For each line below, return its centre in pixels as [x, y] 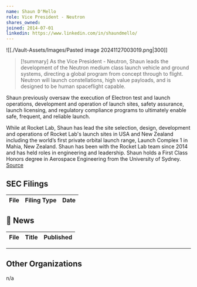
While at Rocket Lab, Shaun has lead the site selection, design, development [98, 128]
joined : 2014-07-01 [30, 28]
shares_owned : [23, 22]
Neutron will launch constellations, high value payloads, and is [96, 80]
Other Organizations [44, 264]
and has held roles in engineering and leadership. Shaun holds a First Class [97, 153]
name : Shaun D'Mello [31, 11]
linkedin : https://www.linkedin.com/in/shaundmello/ [72, 33]
